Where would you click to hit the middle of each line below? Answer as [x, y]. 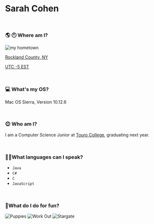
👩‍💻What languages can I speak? [44, 157]
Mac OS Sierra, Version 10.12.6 [36, 102]
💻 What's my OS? [27, 89]
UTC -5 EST [17, 67]
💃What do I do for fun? [32, 206]
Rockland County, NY [27, 57]
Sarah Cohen [32, 9]
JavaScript [23, 184]
